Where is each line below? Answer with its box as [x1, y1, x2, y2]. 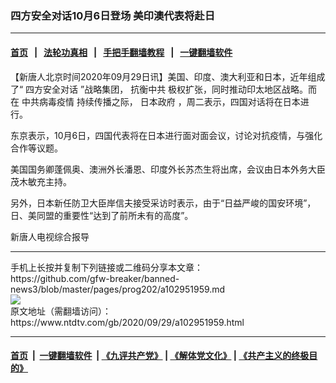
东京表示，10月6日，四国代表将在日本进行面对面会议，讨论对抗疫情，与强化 [10, 129, 323, 141]
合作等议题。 [10, 142, 63, 154]
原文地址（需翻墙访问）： [10, 305, 112, 317]
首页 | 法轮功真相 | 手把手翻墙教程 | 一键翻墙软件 [10, 46, 233, 58]
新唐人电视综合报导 [10, 230, 90, 242]
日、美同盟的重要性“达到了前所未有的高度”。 [10, 209, 194, 221]
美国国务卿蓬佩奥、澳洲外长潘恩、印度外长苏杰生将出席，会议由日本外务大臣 [10, 163, 326, 175]
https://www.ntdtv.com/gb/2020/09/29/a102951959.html [10, 316, 245, 328]
